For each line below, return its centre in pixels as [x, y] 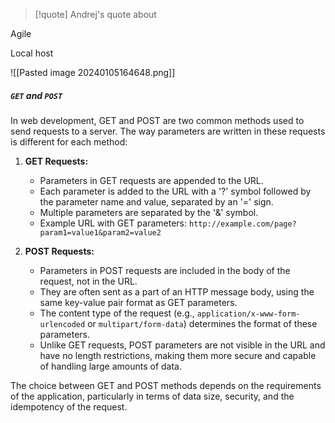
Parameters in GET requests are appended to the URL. [151, 180]
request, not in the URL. [88, 281]
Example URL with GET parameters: [113, 223]
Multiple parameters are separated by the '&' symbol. [149, 212]
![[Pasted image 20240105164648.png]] [93, 72]
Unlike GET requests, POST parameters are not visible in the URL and [182, 345]
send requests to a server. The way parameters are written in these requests [168, 131]
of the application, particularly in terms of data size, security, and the [152, 396]
